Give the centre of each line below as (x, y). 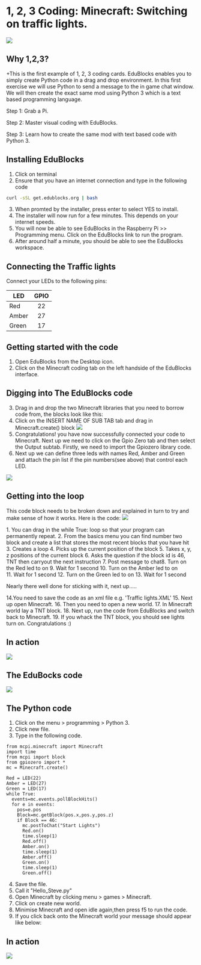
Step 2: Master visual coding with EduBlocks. (62, 122)
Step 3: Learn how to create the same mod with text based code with (91, 134)
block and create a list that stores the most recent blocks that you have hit (98, 542)
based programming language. (44, 99)
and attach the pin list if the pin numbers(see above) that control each (101, 459)
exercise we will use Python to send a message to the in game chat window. (100, 86)
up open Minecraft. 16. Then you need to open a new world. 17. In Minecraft (99, 604)
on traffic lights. (47, 24)
